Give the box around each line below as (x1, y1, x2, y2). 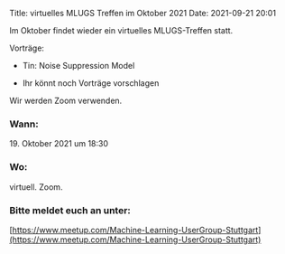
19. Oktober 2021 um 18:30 (9, 138, 109, 149)
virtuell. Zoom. (9, 181, 63, 193)
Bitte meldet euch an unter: (9, 203, 131, 216)
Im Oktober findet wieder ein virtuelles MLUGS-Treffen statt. (9, 25, 234, 35)
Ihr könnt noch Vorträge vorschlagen (22, 78, 160, 89)
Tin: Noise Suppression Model (22, 61, 135, 71)
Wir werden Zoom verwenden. (9, 95, 123, 106)
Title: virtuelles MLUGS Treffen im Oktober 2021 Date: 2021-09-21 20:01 (9, 8, 277, 18)
